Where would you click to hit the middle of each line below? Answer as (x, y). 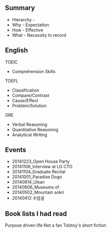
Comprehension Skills (34, 71)
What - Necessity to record (39, 35)
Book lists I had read (36, 213)
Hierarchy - (23, 19)
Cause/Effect (25, 100)
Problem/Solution (29, 106)
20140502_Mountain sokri (38, 192)
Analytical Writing (29, 135)
